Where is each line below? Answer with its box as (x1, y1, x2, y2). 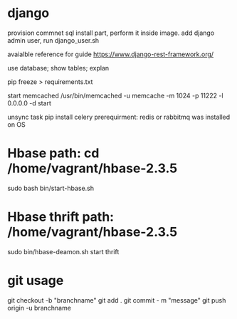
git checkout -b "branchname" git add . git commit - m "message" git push (7, 296, 226, 304)
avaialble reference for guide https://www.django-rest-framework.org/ (7, 50, 214, 58)
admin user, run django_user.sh (7, 36, 100, 44)
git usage (7, 273, 64, 288)
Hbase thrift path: (7, 209, 115, 225)
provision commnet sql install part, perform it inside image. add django (7, 28, 215, 37)
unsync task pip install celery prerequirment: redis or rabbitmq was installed (7, 113, 231, 121)
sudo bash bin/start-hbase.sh (7, 184, 95, 192)
